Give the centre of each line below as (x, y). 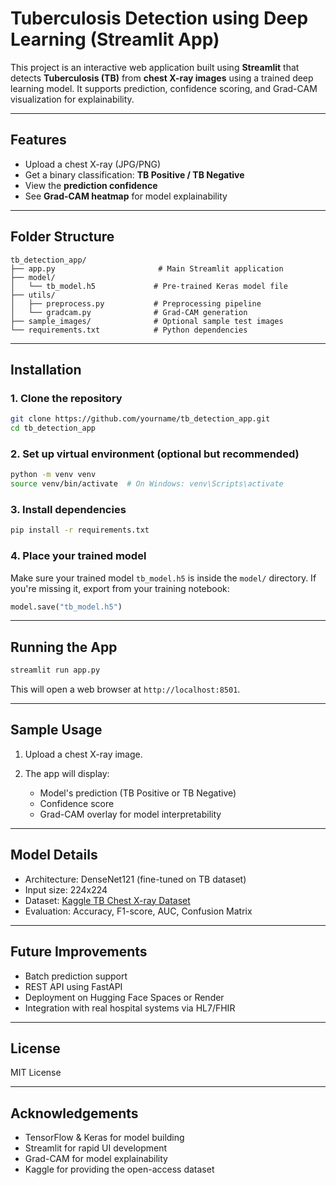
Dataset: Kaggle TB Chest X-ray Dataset (107, 900)
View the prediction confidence (91, 185)
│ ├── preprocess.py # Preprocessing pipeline (136, 303)
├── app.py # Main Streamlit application (147, 268)
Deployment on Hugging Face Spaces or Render (124, 997)
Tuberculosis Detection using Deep (159, 18)
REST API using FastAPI (73, 986)
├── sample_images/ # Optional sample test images (147, 321)
